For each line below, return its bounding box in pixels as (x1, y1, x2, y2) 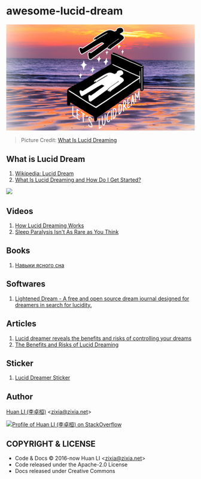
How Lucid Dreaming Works (14, 222, 84, 229)
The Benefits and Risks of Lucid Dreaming (14, 341, 119, 348)
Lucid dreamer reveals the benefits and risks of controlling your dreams (14, 335, 192, 342)
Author (6, 391, 33, 402)
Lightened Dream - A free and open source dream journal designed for (14, 295, 190, 302)
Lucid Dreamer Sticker (14, 374, 71, 381)
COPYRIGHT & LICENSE (6, 439, 96, 449)
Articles (6, 319, 37, 329)
